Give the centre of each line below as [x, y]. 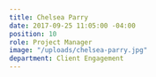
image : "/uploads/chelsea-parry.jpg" [78, 50]
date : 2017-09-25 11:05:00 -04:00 [73, 26]
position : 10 [33, 34]
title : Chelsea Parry [49, 17]
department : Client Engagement [67, 58]
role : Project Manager [51, 42]
